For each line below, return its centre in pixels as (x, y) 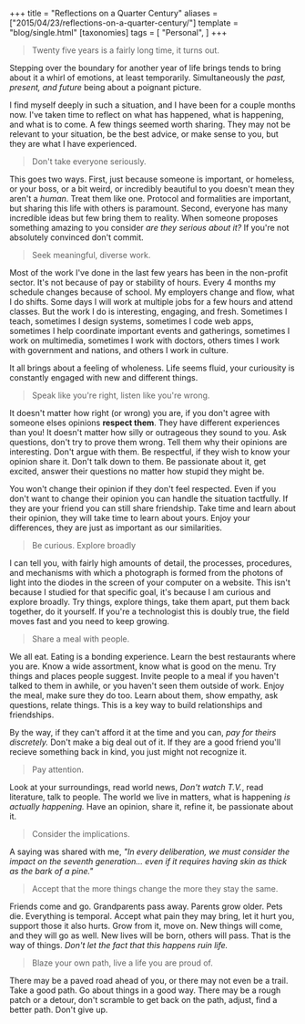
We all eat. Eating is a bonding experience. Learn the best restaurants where (152, 657)
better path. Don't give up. (59, 1009)
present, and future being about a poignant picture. (106, 87)
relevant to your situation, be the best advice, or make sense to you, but (144, 134)
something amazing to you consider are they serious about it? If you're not (149, 228)
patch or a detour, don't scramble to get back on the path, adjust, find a (143, 1000)
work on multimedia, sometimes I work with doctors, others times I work (145, 340)
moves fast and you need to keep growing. (90, 621)
